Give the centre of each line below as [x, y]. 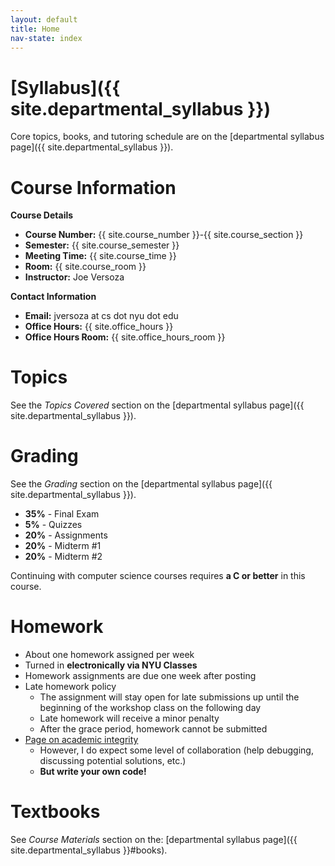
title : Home [35, 29]
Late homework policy [70, 687]
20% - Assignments [66, 535]
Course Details [42, 215]
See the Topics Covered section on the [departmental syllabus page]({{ [157, 405]
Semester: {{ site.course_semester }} [102, 245]
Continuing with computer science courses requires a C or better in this [158, 576]
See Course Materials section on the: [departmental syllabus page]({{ [154, 839]
